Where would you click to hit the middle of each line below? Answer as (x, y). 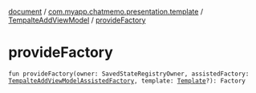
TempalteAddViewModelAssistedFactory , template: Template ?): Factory (127, 81)
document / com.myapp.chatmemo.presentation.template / (106, 12)
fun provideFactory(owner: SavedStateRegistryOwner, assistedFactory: (129, 74)
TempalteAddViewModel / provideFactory (77, 20)
